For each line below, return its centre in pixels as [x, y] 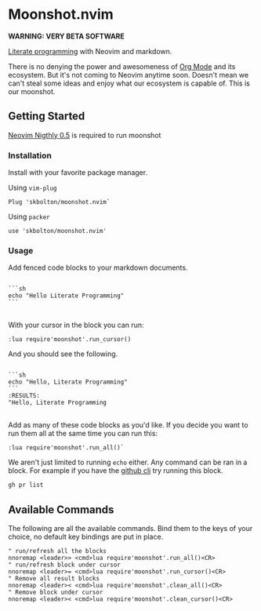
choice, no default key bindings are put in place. [86, 537]
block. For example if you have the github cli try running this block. [116, 471]
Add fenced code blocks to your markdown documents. [98, 267]
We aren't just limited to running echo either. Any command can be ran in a [128, 462]
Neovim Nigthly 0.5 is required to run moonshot [85, 135]
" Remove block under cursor [56, 593]
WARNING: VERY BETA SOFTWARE [67, 36]
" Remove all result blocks [54, 579]
